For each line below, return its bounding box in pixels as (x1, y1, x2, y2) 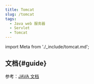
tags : (5, 16, 16, 21)
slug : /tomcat (5, 12, 35, 17)
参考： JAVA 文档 (5, 73, 39, 79)
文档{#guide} (5, 59, 47, 68)
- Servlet (9, 26, 30, 31)
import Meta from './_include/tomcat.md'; (5, 44, 90, 49)
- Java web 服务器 (9, 21, 46, 26)
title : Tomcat (5, 7, 35, 12)
